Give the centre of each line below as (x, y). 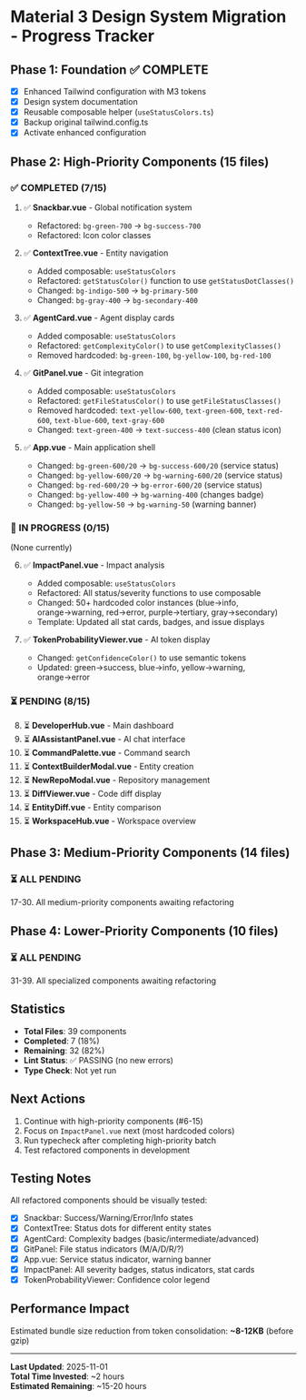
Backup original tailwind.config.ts (86, 122)
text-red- (265, 411)
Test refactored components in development (106, 1150)
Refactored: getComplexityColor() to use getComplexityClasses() (159, 346)
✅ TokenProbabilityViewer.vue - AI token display (117, 640)
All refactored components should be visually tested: (109, 1200)
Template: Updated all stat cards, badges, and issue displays (151, 622)
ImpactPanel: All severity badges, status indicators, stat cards (139, 1269)
